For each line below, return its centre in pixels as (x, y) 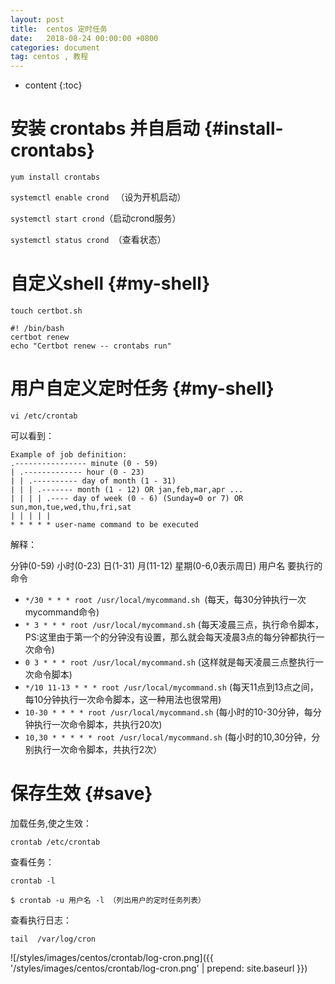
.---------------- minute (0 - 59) (84, 463)
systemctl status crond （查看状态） (88, 240)
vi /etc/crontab (44, 416)
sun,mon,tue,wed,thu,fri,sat (71, 507)
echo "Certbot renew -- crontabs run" (91, 346)
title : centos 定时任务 (59, 29)
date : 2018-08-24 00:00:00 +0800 (84, 38)
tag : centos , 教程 (49, 57)
